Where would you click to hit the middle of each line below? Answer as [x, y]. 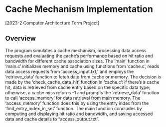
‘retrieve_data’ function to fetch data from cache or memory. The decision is [83, 77]
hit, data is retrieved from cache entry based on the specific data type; [78, 87]
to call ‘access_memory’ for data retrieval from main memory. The [73, 98]
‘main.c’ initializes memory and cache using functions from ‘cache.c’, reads [82, 66]
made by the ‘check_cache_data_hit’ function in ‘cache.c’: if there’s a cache [82, 82]
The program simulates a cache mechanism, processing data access [76, 50]
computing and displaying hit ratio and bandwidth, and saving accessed [79, 114]
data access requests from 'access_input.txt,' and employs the [70, 71]
